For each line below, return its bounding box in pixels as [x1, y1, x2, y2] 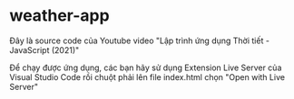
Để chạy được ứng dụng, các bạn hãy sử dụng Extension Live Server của [9, 62, 282, 73]
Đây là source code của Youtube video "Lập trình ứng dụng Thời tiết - [9, 35, 270, 46]
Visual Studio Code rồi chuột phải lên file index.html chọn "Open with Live [9, 71, 286, 82]
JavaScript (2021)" [9, 44, 80, 55]
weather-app [9, 5, 111, 26]
